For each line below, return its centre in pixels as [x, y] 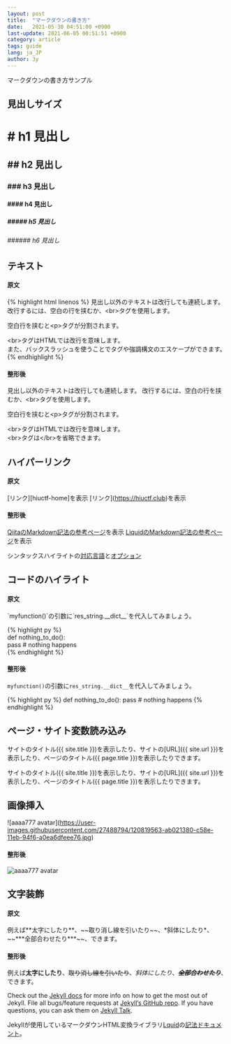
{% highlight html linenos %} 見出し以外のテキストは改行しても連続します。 [116, 302]
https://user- [78, 822]
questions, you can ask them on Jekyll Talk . [70, 1010]
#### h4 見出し [30, 204]
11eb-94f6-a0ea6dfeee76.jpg [50, 838]
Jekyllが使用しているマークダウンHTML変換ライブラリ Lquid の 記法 [102, 1025]
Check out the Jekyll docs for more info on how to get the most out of [107, 996]
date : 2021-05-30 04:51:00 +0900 [59, 27]
